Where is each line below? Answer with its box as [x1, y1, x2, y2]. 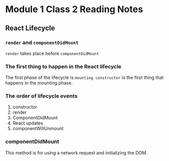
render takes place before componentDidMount [5, 50, 99, 56]
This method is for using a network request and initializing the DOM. [5, 149, 148, 155]
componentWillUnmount [12, 126, 64, 132]
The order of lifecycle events [5, 93, 78, 100]
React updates [12, 120, 43, 126]
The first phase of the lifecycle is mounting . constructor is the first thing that [5, 74, 164, 80]
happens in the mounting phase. [5, 80, 73, 86]
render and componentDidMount [5, 39, 79, 46]
